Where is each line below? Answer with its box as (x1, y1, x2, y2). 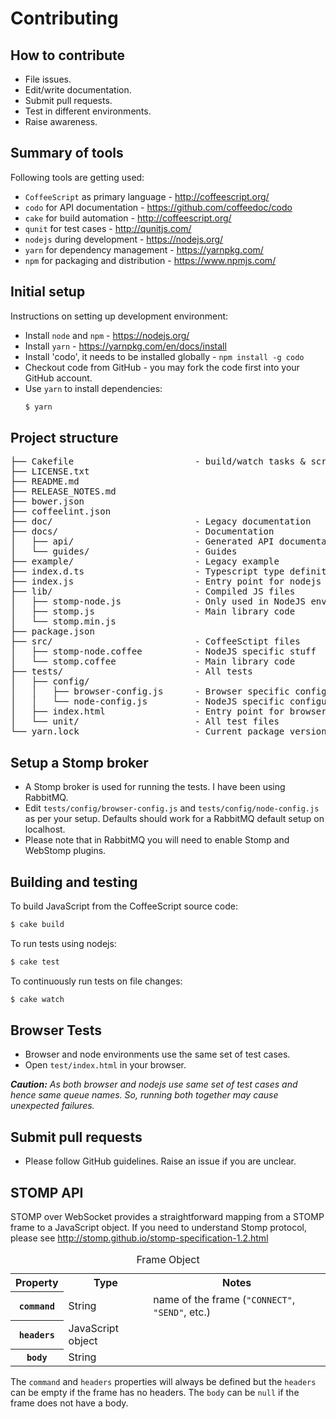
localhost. (24, 823, 66, 836)
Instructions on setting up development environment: (10, 310, 229, 322)
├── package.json (10, 626, 95, 637)
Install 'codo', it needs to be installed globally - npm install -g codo (24, 350, 305, 362)
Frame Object (136, 1253, 200, 1266)
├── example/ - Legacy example (10, 556, 280, 567)
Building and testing (10, 873, 138, 891)
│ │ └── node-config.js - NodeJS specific (10, 696, 285, 707)
